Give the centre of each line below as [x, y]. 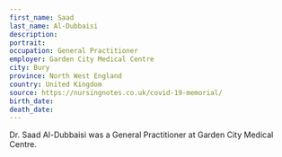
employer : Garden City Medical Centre [82, 59]
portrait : [28, 43]
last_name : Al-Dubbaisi [54, 26]
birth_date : [31, 101]
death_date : [31, 109]
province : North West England [66, 76]
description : [34, 34]
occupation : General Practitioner [74, 51]
